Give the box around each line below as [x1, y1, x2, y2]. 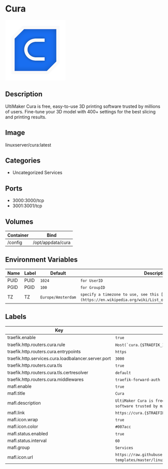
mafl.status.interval [7, 437, 47, 443]
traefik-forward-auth [114, 377, 160, 382]
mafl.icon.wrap [7, 417, 38, 423]
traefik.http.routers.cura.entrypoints [7, 348, 81, 354]
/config [7, 239, 22, 245]
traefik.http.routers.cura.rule [7, 342, 65, 348]
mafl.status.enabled [7, 430, 48, 436]
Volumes [5, 217, 33, 226]
